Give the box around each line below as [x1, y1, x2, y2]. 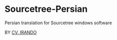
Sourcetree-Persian [4, 3, 88, 15]
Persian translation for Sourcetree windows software [4, 20, 112, 26]
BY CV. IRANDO [4, 29, 37, 35]
